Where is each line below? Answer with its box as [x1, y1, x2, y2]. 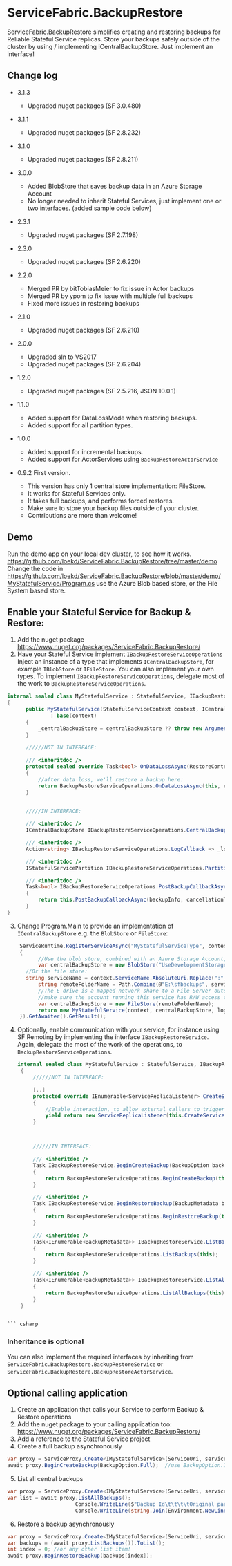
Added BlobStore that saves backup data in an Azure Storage [27, 182, 202, 190]
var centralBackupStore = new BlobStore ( [37, 962, 159, 969]
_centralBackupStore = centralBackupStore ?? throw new [37, 725, 202, 732]
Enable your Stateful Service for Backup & [7, 606, 191, 618]
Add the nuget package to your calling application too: [17, 1420, 172, 1428]
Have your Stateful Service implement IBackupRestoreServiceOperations [17, 650, 223, 658]
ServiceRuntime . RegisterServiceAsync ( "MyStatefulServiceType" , [19, 942, 206, 949]
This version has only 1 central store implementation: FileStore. [27, 482, 206, 490]
